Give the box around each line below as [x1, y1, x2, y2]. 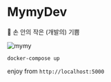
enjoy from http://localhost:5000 [7, 67, 105, 75]
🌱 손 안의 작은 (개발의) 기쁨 [7, 28, 80, 36]
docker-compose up [7, 54, 60, 62]
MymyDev [7, 4, 68, 20]
